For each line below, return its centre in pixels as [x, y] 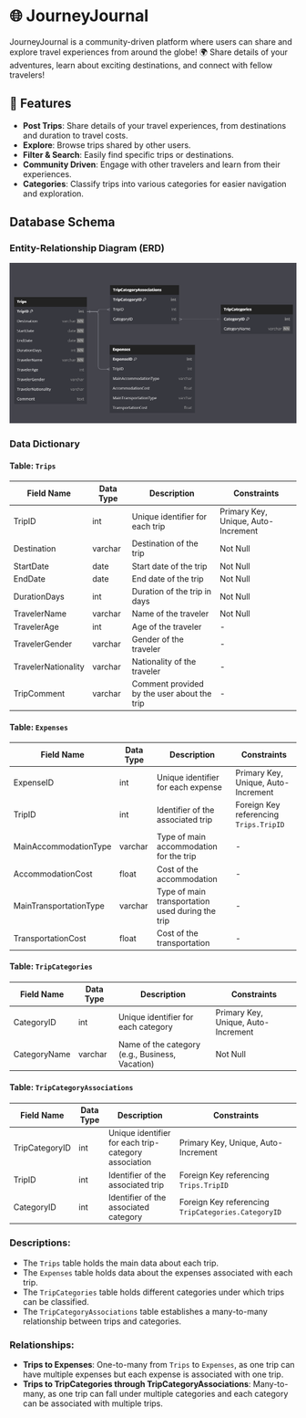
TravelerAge [36, 626]
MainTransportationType [59, 906]
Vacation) [136, 1064]
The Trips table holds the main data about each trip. [121, 1263]
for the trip [176, 856]
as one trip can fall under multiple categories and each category [168, 1393]
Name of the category [159, 1044]
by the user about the [172, 694]
